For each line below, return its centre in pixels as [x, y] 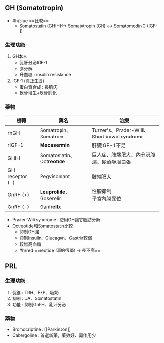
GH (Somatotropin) [34, 8]
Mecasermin [55, 145]
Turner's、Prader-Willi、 [121, 130]
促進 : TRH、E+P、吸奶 [35, 293]
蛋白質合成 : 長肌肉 [38, 87]
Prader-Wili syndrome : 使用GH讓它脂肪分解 [56, 220]
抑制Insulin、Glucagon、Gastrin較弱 [56, 238]
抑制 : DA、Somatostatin [37, 298]
